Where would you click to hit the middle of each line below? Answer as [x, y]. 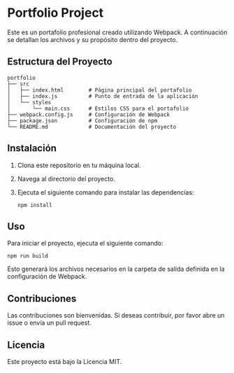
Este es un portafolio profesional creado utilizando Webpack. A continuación [117, 32]
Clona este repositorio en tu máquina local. [79, 165]
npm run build [28, 256]
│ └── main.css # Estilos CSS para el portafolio [98, 108]
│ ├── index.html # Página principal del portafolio [100, 90]
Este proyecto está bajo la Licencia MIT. [65, 361]
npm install [35, 205]
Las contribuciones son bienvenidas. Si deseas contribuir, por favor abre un [116, 316]
